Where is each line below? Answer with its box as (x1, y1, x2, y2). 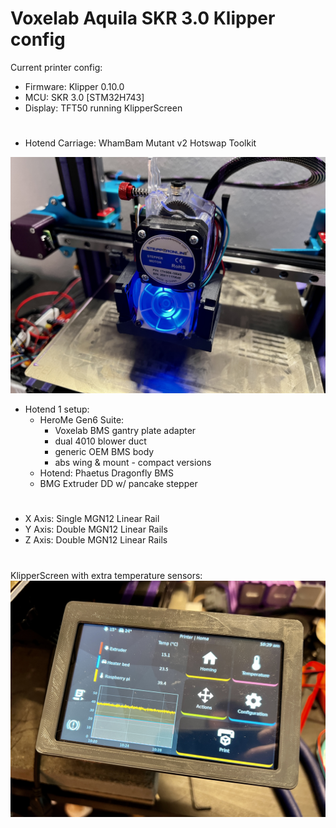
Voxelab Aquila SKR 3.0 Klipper (10, 7, 276, 30)
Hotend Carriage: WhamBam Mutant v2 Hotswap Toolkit (24, 137, 257, 149)
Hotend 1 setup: (24, 403, 90, 416)
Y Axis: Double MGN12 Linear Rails (24, 523, 168, 536)
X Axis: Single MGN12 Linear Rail (24, 513, 160, 525)
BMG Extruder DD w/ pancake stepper (39, 478, 198, 490)
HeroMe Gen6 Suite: (39, 414, 125, 426)
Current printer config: (10, 61, 103, 73)
